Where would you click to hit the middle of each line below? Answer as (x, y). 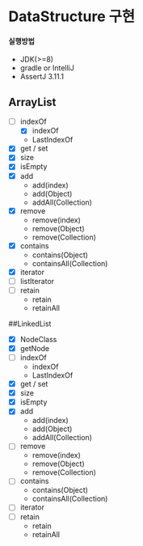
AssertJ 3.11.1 (42, 77)
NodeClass (38, 339)
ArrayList (32, 102)
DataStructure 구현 (72, 17)
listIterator (37, 281)
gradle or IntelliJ (47, 68)
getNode (35, 348)
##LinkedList (30, 324)
